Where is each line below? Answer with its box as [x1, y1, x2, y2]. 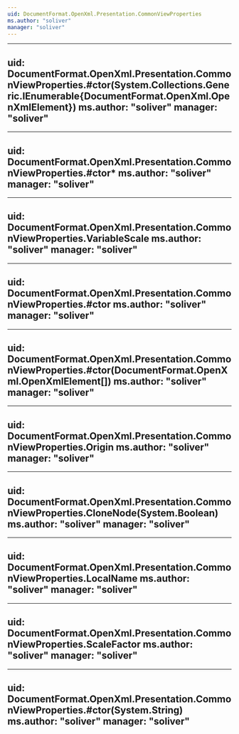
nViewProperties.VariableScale [7, 233, 149, 245]
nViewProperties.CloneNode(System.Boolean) [7, 507, 219, 519]
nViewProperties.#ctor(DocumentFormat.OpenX [7, 365, 228, 377]
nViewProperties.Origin [7, 441, 114, 453]
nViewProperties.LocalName [7, 572, 138, 584]
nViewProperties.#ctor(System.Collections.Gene [7, 79, 230, 91]
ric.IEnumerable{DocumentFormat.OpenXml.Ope [7, 90, 230, 102]
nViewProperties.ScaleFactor [7, 639, 141, 651]
